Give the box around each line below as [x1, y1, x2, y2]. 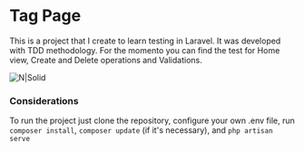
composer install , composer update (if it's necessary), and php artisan [9, 125, 274, 136]
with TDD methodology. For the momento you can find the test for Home [9, 44, 280, 55]
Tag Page [9, 5, 82, 26]
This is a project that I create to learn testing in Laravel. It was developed [9, 35, 281, 46]
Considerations [9, 94, 79, 107]
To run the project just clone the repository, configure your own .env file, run [9, 115, 295, 127]
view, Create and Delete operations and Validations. [9, 54, 202, 65]
